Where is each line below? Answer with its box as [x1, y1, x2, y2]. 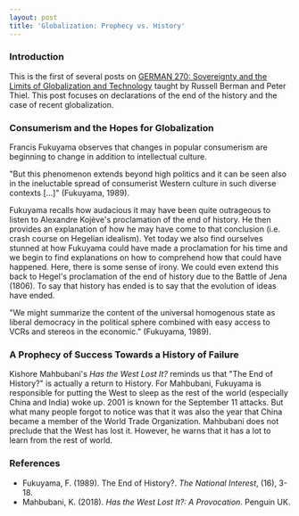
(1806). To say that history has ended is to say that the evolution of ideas [9, 281, 277, 291]
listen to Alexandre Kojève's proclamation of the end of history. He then [9, 215, 272, 225]
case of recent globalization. [9, 99, 114, 110]
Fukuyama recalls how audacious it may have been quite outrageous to [9, 205, 270, 216]
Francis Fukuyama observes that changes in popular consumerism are [9, 142, 268, 152]
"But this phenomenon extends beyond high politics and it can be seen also [9, 168, 287, 179]
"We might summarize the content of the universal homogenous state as [9, 307, 276, 318]
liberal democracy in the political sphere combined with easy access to [9, 317, 270, 328]
